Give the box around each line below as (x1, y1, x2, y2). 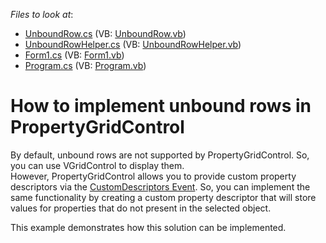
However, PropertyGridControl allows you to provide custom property (10, 170, 297, 182)
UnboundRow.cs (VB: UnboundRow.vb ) (24, 28, 187, 39)
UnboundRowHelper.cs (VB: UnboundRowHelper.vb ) (24, 39, 242, 50)
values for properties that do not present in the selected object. (10, 202, 272, 214)
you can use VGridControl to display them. (10, 159, 185, 171)
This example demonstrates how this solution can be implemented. (10, 221, 287, 233)
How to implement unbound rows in (10, 95, 312, 118)
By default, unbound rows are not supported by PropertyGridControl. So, (10, 149, 310, 161)
